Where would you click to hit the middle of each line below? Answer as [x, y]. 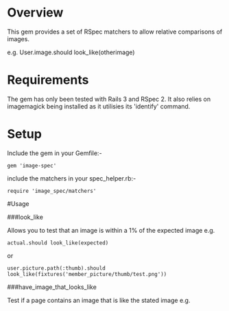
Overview [35, 13]
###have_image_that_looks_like [52, 287]
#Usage [18, 203]
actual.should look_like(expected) [58, 243]
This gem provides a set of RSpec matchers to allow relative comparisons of [115, 32]
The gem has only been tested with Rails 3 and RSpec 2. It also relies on [109, 99]
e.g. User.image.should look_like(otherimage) [71, 52]
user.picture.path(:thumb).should [57, 268]
